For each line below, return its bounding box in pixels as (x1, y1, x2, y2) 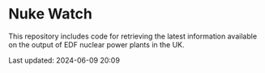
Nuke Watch (8, 5, 93, 23)
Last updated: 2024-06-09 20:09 (8, 55, 120, 65)
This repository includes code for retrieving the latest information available (8, 31, 258, 41)
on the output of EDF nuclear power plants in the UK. (8, 39, 185, 49)
